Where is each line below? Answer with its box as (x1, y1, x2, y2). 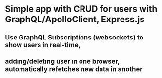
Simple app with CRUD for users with (5, 3, 158, 15)
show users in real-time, (5, 40, 81, 49)
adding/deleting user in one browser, (5, 57, 120, 65)
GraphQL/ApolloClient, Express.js (5, 14, 145, 25)
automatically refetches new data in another (5, 65, 142, 73)
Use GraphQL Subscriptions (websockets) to (5, 33, 144, 41)
